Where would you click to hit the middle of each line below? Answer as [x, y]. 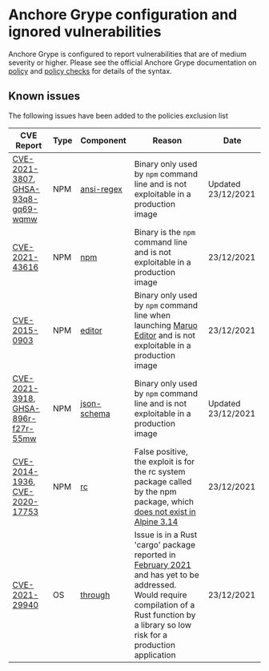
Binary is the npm [165, 232]
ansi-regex [101, 188]
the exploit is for [165, 461]
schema [95, 413]
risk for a [151, 635]
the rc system [160, 471]
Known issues [44, 97]
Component [103, 140]
